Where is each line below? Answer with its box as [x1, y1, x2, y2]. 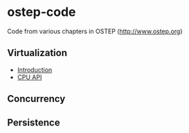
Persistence [7, 116, 60, 128]
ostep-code [7, 4, 76, 20]
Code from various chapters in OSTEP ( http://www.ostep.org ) [7, 27, 183, 35]
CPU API [17, 73, 42, 81]
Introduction [17, 65, 53, 73]
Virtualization [7, 47, 68, 59]
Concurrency [7, 93, 66, 105]
